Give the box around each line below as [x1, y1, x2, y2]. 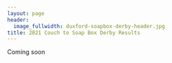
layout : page [7, 10, 45, 17]
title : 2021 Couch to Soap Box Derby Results [7, 29, 140, 36]
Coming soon [7, 48, 46, 56]
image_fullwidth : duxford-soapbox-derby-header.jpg [13, 23, 166, 29]
